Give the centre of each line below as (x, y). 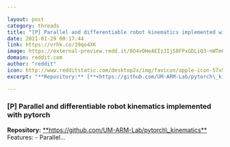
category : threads (33, 26)
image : (16, 51)
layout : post (26, 19)
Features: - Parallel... (37, 137)
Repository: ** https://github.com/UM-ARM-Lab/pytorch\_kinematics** (107, 130)
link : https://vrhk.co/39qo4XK (52, 45)
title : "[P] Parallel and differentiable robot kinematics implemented (111, 32)
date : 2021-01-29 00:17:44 (46, 38)
